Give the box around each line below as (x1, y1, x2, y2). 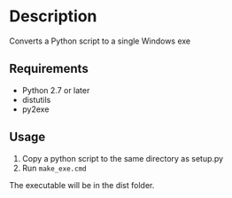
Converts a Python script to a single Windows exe (9, 36, 191, 46)
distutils (21, 94, 51, 105)
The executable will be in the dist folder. (9, 179, 155, 190)
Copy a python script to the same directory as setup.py (21, 153, 224, 163)
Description (9, 6, 97, 27)
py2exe (21, 104, 50, 115)
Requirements (9, 61, 89, 76)
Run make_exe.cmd (21, 162, 87, 173)
